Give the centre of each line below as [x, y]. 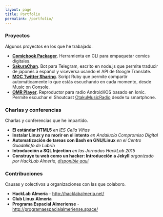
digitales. [21, 61]
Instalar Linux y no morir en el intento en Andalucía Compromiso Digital [85, 135]
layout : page [18, 10]
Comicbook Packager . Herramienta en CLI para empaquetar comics [81, 56]
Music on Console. [31, 87]
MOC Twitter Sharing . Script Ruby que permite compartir [70, 77]
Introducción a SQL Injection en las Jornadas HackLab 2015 [73, 150]
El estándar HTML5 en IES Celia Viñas [51, 130]
